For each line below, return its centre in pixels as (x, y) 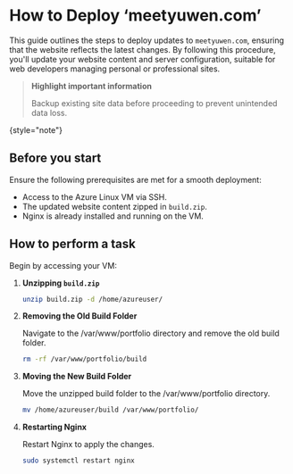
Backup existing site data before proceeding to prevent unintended (154, 103)
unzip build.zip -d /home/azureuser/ (92, 299)
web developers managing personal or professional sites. (115, 69)
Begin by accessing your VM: (63, 265)
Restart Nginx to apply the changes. (88, 445)
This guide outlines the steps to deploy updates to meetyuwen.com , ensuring (146, 40)
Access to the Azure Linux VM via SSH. (95, 196)
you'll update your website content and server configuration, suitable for (142, 59)
